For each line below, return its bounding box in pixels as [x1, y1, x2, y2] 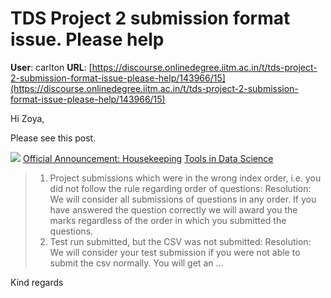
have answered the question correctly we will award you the [49, 203, 298, 216]
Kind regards [10, 276, 64, 288]
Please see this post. [10, 132, 97, 144]
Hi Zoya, [10, 112, 45, 124]
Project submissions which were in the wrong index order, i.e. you [49, 172, 322, 184]
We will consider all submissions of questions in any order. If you [49, 193, 317, 205]
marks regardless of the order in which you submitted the [49, 214, 287, 226]
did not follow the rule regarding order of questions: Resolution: [49, 182, 312, 194]
